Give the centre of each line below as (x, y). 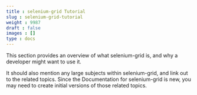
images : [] (21, 33)
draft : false (24, 28)
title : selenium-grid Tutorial (46, 11)
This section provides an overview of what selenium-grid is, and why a (92, 55)
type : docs (21, 39)
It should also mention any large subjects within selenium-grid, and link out (97, 73)
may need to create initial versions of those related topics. (77, 85)
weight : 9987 (24, 22)
